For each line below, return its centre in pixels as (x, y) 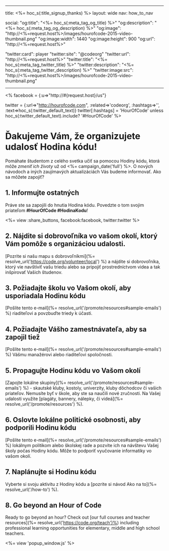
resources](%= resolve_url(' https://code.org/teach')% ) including (72, 523)
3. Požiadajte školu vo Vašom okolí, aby (68, 288)
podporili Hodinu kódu (41, 428)
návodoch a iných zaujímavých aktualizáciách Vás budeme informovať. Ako (83, 172)
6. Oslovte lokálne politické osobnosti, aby (73, 420)
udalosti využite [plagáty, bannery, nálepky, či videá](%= (64, 399)
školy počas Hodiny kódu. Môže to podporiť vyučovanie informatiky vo (78, 451)
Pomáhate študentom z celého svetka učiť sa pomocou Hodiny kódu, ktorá (82, 161)
